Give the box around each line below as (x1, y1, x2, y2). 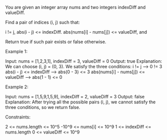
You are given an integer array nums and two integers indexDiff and (5, 5, 146, 10)
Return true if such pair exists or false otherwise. (5, 39, 106, 45)
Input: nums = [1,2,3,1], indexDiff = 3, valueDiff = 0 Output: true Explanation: (5, 58, 162, 64)
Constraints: (5, 114, 31, 120)
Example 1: (5, 49, 28, 54)
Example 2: (5, 84, 29, 90)
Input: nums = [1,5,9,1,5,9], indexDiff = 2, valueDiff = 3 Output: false (5, 94, 145, 99)
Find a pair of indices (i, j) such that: (5, 20, 80, 25)
